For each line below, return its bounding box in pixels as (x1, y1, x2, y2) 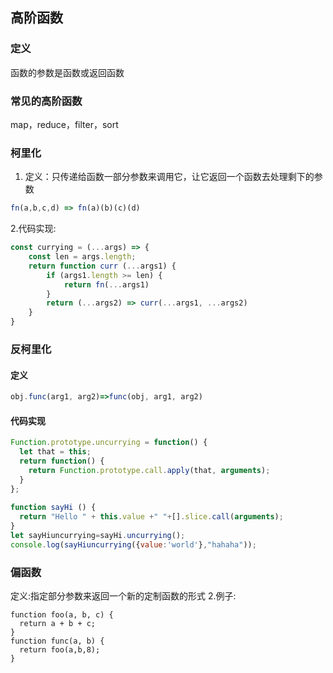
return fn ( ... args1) (63, 279, 150, 290)
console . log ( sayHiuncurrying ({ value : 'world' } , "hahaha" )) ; (10, 539, 257, 550)
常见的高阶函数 (10, 94, 83, 108)
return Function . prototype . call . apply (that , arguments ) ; (28, 465, 271, 475)
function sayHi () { (10, 503, 97, 513)
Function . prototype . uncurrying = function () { (10, 438, 208, 448)
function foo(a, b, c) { (10, 610, 114, 620)
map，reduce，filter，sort (10, 118, 119, 130)
